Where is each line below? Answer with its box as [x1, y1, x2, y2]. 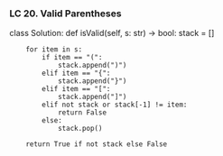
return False [57, 108, 107, 117]
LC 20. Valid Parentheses [9, 7, 122, 20]
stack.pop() [57, 124, 103, 133]
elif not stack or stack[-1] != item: [42, 100, 188, 110]
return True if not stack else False [25, 140, 168, 149]
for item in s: [25, 45, 83, 54]
